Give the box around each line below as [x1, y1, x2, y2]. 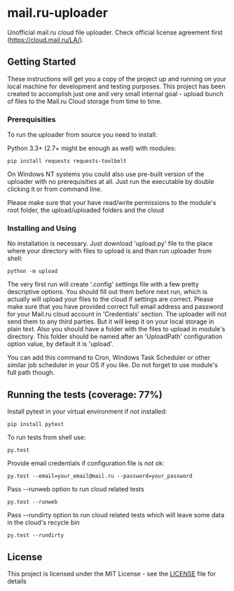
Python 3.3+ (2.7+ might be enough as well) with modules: [7, 144, 177, 152]
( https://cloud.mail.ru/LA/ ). [7, 35, 84, 44]
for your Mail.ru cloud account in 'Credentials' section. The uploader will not [7, 310, 227, 319]
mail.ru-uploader [7, 5, 109, 21]
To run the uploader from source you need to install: [7, 131, 158, 139]
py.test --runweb [7, 498, 58, 506]
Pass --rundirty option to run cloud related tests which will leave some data [7, 511, 225, 519]
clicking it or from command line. [7, 185, 102, 194]
